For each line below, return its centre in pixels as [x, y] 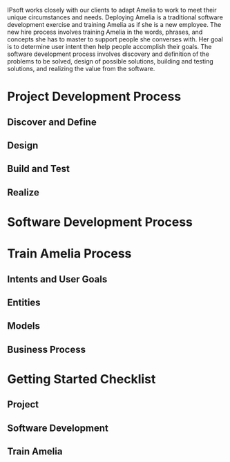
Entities [24, 302]
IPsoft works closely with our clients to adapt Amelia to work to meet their [112, 10]
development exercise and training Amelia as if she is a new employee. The [114, 25]
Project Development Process [94, 97]
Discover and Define [52, 122]
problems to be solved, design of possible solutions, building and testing [111, 61]
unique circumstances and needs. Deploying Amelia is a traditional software [115, 17]
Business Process [47, 349]
